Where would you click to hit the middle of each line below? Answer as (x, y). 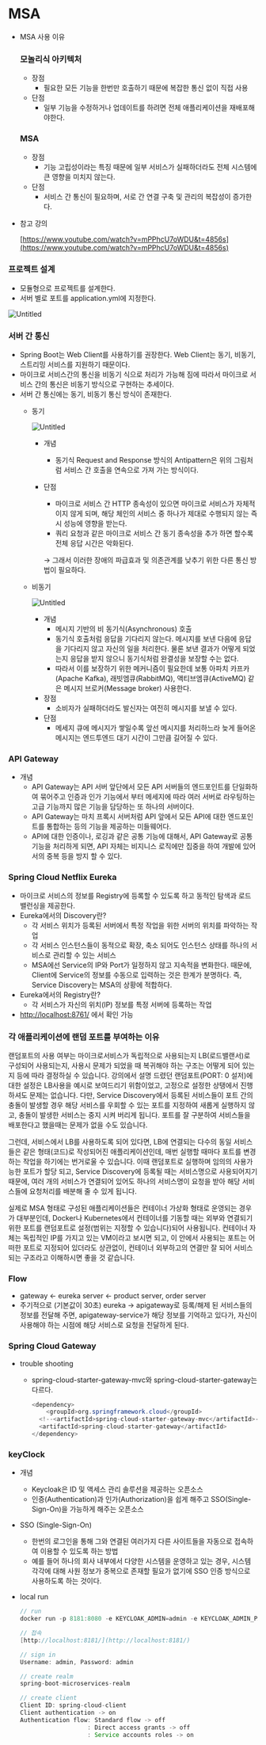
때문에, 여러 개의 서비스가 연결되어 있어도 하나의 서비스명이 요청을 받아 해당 (124, 1182)
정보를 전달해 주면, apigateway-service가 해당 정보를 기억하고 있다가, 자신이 (138, 1315)
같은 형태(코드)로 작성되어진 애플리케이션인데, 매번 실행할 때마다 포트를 (132, 1152)
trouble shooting (46, 1363)
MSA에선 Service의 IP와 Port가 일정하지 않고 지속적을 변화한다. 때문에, (141, 965)
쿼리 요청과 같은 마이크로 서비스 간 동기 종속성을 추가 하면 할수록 (154, 533)
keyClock (27, 1454)
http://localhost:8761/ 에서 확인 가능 (76, 1014)
